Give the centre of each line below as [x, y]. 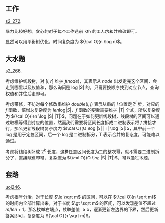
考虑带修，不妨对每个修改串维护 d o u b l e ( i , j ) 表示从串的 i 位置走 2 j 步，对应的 [82, 103]
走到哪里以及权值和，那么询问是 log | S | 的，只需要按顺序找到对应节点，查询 [82, 87]
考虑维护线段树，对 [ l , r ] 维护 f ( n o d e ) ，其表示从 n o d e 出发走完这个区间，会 [81, 81]
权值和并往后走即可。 [27, 93]
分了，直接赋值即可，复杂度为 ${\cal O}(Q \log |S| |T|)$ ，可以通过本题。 [79, 158]
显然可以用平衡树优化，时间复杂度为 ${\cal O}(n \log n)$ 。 [65, 41]
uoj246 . [13, 187]
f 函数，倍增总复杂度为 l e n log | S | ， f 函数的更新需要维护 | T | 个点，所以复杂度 [83, 110]
